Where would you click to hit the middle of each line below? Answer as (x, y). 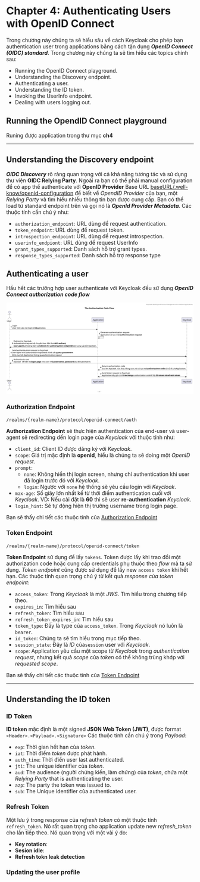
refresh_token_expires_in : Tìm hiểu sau (64, 619)
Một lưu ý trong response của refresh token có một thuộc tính (82, 819)
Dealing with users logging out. (53, 102)
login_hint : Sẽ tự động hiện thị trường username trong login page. (96, 506)
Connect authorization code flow (48, 294)
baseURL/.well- (169, 186)
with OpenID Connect (60, 24)
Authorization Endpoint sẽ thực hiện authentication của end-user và (91, 431)
